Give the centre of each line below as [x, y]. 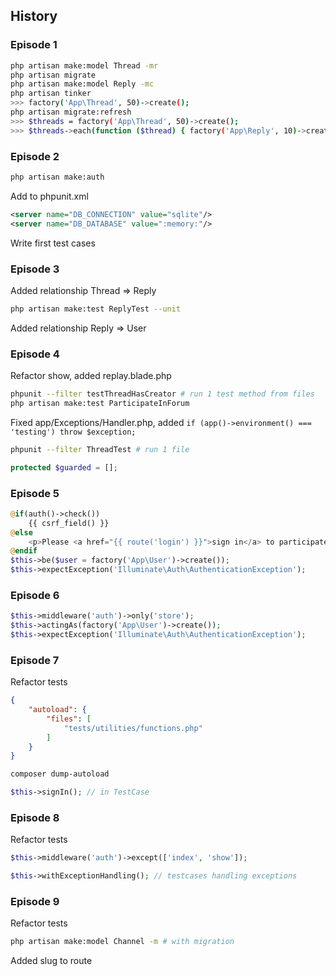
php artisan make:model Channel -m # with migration [122, 942]
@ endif [24, 551]
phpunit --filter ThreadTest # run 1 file [100, 449]
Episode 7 [35, 660]
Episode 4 [35, 354]
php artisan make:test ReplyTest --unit [96, 309]
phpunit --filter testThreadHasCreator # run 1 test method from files [162, 394]
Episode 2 [35, 156]
